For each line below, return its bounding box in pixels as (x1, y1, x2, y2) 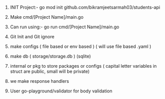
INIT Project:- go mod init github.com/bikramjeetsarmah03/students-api (10, 5, 160, 10)
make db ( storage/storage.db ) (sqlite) (10, 53, 91, 59)
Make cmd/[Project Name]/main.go (10, 14, 84, 20)
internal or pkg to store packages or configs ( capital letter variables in (10, 63, 157, 69)
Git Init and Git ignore (10, 34, 55, 39)
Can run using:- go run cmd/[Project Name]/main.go (10, 24, 119, 30)
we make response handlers (10, 78, 69, 84)
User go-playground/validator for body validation (10, 88, 113, 94)
